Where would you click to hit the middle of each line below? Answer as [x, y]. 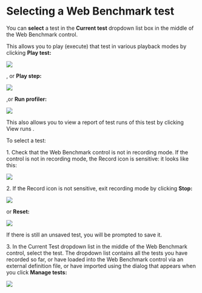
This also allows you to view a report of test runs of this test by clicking [95, 122]
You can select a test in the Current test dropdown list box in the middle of [100, 28]
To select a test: [26, 140]
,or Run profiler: [27, 99]
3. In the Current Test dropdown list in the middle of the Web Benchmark [97, 246]
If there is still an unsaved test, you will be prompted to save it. [84, 235]
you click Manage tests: [37, 272]
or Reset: [18, 212]
